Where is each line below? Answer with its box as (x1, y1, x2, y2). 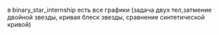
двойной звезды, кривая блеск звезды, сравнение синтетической (7, 13, 205, 21)
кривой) (7, 21, 31, 28)
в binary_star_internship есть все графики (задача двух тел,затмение (7, 6, 212, 14)
